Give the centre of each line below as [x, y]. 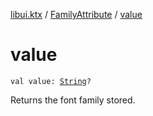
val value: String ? [51, 81]
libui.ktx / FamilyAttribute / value [76, 14]
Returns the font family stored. [73, 100]
